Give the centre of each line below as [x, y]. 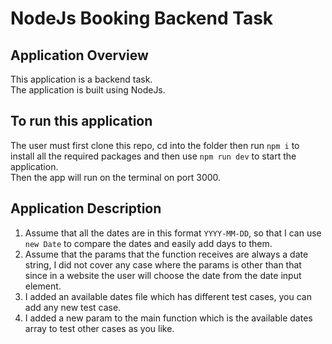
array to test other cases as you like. [99, 328]
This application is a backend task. [81, 79]
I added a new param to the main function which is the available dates [168, 318]
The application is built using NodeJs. [88, 90]
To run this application [81, 121]
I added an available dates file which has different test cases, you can [168, 296]
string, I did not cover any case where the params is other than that [163, 264]
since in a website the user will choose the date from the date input [163, 275]
